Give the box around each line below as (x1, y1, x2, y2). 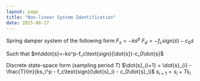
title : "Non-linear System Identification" (6, 14, 116, 20)
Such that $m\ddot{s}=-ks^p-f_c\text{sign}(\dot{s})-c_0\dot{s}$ (6, 50, 164, 57)
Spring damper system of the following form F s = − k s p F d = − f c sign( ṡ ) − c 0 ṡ (6, 36, 194, 45)
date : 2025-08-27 (6, 20, 50, 26)
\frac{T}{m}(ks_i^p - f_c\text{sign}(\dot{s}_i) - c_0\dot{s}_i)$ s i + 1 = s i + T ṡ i (6, 68, 191, 76)
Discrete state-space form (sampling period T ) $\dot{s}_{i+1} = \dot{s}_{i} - (6, 61, 192, 68)
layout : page (6, 8, 39, 15)
